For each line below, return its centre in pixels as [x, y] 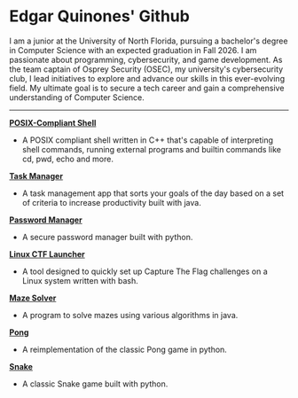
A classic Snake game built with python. [95, 384]
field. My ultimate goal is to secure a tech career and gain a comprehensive [147, 88]
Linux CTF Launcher [47, 254]
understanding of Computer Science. [77, 97]
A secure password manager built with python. [107, 237]
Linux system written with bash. [80, 280]
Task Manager [36, 176]
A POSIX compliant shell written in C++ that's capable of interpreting [147, 140]
